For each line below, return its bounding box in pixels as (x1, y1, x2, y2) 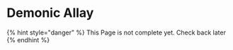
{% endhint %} (6, 35, 50, 44)
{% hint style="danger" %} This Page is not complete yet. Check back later (6, 28, 226, 37)
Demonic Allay (6, 5, 94, 21)
